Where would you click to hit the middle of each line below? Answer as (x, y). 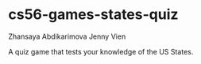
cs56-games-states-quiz (93, 15)
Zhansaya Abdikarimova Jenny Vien (67, 36)
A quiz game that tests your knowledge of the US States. (101, 51)
